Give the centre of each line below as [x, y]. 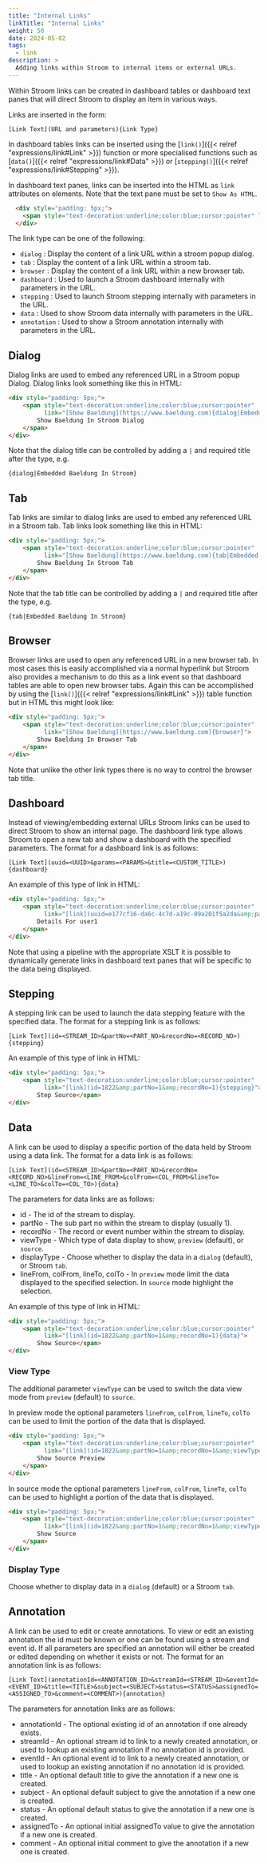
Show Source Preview [71, 1458]
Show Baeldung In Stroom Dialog [91, 420]
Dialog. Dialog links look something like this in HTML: [95, 383]
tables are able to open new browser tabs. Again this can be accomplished [131, 686]
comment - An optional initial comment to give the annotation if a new [134, 1843]
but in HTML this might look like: [61, 703]
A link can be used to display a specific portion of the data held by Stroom [130, 1147]
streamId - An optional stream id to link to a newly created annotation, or [139, 1741]
